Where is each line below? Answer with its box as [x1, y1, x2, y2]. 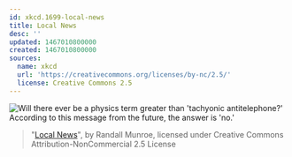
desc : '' [9, 29, 42, 38]
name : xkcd [17, 63, 58, 71]
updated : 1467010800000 [9, 37, 97, 47]
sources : [9, 54, 42, 63]
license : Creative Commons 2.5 [17, 78, 133, 87]
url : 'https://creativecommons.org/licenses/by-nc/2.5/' [17, 71, 232, 79]
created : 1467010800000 [9, 46, 97, 55]
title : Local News [9, 21, 77, 30]
